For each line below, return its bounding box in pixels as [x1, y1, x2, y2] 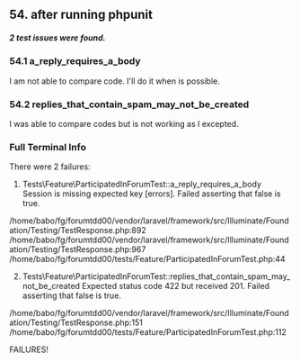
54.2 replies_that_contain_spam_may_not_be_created [9, 98, 250, 111]
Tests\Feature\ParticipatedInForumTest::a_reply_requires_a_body [22, 179, 262, 190]
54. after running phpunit [9, 7, 153, 23]
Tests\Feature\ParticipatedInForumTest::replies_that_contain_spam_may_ [22, 271, 290, 282]
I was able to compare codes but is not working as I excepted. [9, 119, 240, 130]
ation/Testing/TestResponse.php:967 [9, 244, 146, 255]
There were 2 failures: [9, 161, 92, 172]
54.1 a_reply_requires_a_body [9, 55, 141, 68]
